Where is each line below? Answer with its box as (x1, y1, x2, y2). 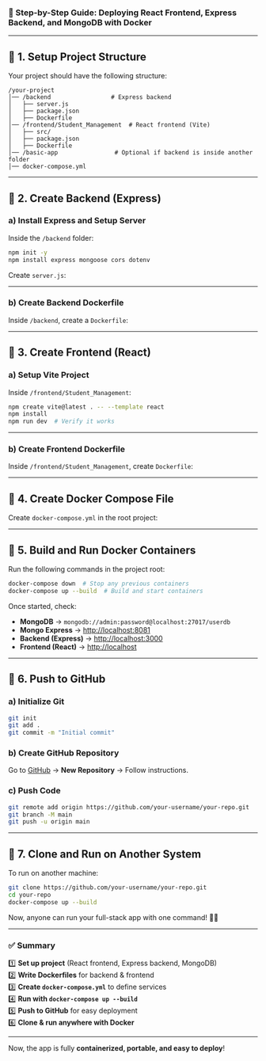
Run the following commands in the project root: (8, 565, 165, 574)
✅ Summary (8, 940, 55, 951)
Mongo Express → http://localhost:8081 (19, 625, 150, 634)
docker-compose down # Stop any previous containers (8, 580, 190, 588)
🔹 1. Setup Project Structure (8, 50, 146, 63)
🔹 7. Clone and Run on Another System (8, 847, 202, 861)
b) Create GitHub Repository (8, 747, 120, 759)
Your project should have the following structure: (8, 71, 168, 81)
